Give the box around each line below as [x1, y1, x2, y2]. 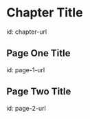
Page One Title [6, 47, 71, 59]
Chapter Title [6, 5, 83, 21]
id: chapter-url [6, 28, 47, 36]
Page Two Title [6, 86, 71, 98]
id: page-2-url [6, 104, 46, 112]
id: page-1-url [6, 65, 45, 74]
